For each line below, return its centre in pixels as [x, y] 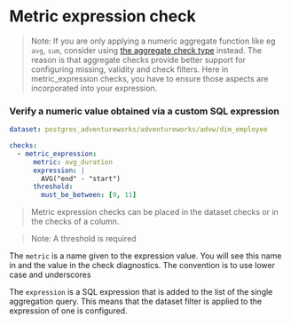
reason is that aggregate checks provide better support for [138, 59]
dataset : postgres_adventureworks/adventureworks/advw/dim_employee [138, 130]
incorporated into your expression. [94, 88]
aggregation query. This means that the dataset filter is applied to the [136, 301]
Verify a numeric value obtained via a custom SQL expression [144, 111]
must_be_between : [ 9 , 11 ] [89, 195]
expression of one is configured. [68, 311]
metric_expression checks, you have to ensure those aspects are [149, 78]
